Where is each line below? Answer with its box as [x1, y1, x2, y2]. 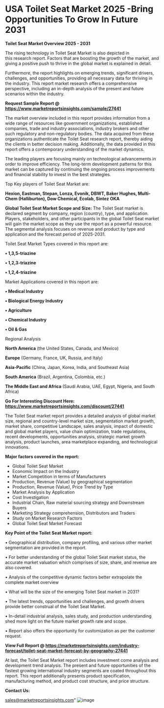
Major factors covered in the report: [5, 453, 79, 459]
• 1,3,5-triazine [5, 250, 36, 256]
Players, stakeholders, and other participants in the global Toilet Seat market [5, 215, 159, 221]
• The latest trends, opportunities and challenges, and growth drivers [5, 598, 144, 604]
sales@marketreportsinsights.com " [5, 697, 76, 703]
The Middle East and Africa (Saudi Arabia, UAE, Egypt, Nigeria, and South [5, 383, 155, 389]
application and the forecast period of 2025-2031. [5, 231, 106, 237]
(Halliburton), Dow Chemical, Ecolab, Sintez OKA [18, 195, 120, 202]
